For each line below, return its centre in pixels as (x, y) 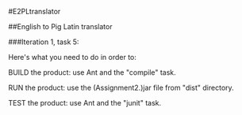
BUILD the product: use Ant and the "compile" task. (92, 72)
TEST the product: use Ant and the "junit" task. (85, 103)
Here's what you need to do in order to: (73, 57)
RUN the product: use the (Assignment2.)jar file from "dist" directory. (121, 87)
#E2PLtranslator (35, 11)
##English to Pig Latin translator (60, 26)
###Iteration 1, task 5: (44, 42)
